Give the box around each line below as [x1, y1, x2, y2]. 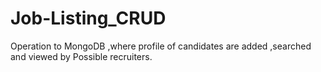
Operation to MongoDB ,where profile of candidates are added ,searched [10, 40, 312, 52]
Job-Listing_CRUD [10, 7, 167, 30]
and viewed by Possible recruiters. [10, 50, 153, 62]
